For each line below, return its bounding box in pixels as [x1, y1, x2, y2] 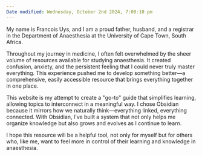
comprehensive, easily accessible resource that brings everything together [6, 76, 194, 83]
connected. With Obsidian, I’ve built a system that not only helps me [6, 113, 176, 120]
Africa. [6, 38, 23, 45]
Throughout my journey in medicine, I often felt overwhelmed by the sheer [6, 50, 192, 57]
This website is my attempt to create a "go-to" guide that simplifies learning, [6, 94, 197, 101]
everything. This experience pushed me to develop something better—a [6, 69, 186, 76]
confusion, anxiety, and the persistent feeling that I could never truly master [6, 63, 195, 70]
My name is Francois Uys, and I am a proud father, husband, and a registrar [6, 25, 195, 33]
